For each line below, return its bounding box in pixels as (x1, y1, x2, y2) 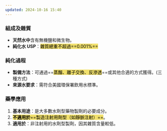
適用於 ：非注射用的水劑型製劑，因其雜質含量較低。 (12, 120, 118, 126)
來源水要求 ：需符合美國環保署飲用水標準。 (12, 82, 101, 88)
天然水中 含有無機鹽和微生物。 (12, 37, 74, 43)
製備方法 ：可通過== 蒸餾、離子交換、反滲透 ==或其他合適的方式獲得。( (12, 69, 158, 75)
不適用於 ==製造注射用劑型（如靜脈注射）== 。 (12, 114, 108, 120)
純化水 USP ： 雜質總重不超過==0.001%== (12, 43, 98, 49)
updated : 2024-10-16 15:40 (5, 7, 62, 12)
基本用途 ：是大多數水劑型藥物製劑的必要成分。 (12, 108, 109, 114)
